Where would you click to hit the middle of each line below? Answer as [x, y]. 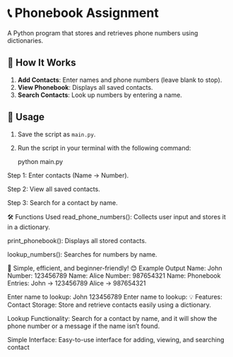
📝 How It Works [42, 63]
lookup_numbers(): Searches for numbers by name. [82, 254]
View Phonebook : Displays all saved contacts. [85, 87]
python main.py [40, 161]
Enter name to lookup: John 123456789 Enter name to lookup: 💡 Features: [115, 297]
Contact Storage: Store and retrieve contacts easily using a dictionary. [109, 305]
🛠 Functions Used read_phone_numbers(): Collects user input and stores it [116, 216]
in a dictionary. [29, 227]
